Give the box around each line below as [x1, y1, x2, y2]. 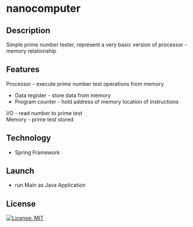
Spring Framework [14, 149, 60, 156]
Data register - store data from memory [14, 91, 111, 99]
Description [6, 25, 50, 36]
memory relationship [6, 47, 57, 55]
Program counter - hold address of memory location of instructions [14, 98, 179, 105]
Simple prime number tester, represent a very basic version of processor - [6, 41, 188, 48]
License [6, 199, 36, 209]
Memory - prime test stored [6, 116, 74, 123]
